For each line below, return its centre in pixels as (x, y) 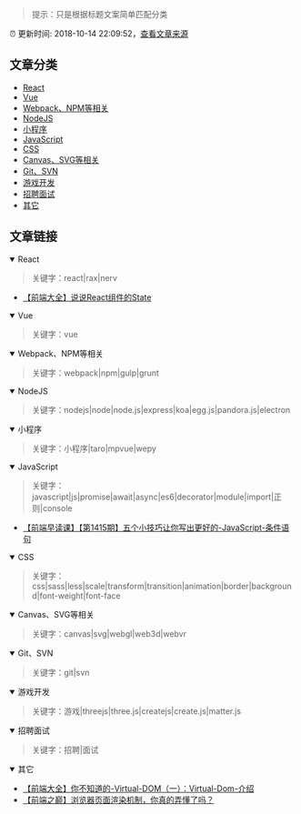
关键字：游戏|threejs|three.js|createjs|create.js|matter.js (136, 711)
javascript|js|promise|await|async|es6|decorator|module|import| (153, 497)
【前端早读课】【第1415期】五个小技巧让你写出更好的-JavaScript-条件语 (156, 528)
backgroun (272, 586)
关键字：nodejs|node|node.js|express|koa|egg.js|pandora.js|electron (161, 409)
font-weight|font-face (80, 596)
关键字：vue (55, 334)
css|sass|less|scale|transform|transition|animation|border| (141, 586)
